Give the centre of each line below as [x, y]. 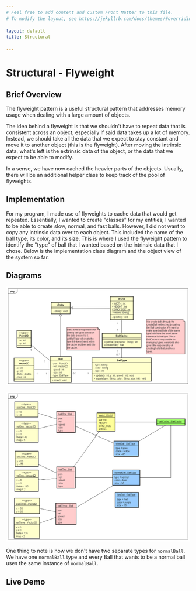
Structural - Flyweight [60, 73]
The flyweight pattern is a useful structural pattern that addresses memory [96, 109]
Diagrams [24, 276]
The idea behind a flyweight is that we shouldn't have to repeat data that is [96, 126]
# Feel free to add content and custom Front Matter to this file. [90, 12]
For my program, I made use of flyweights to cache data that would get [91, 213]
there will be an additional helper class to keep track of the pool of [85, 175]
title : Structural [28, 37]
